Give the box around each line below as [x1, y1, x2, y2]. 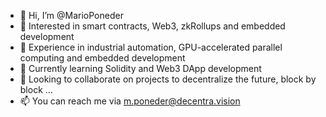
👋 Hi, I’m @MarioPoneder [19, 10, 124, 21]
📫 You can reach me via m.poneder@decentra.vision [19, 95, 241, 107]
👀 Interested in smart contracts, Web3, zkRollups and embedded [19, 20, 286, 32]
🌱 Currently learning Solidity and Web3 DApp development [19, 63, 262, 74]
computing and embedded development [19, 52, 186, 64]
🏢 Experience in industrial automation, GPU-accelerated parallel [19, 41, 283, 53]
